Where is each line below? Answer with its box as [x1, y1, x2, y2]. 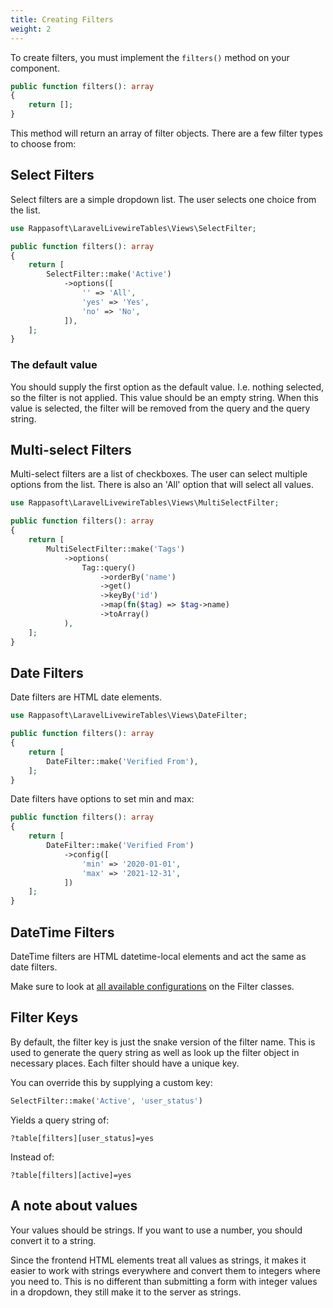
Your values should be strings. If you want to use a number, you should [10, 1224, 303, 1236]
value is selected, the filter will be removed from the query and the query [10, 402, 311, 414]
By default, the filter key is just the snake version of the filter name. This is [10, 1036, 316, 1048]
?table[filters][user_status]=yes [10, 1133, 155, 1143]
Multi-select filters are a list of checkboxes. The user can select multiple [10, 468, 308, 480]
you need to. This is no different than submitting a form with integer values [10, 1275, 318, 1287]
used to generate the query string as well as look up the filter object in [10, 1046, 300, 1058]
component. [10, 62, 60, 74]
